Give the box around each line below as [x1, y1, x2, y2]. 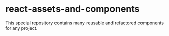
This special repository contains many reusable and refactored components [5, 20, 164, 26]
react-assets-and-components [5, 3, 140, 15]
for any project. [5, 25, 38, 31]
